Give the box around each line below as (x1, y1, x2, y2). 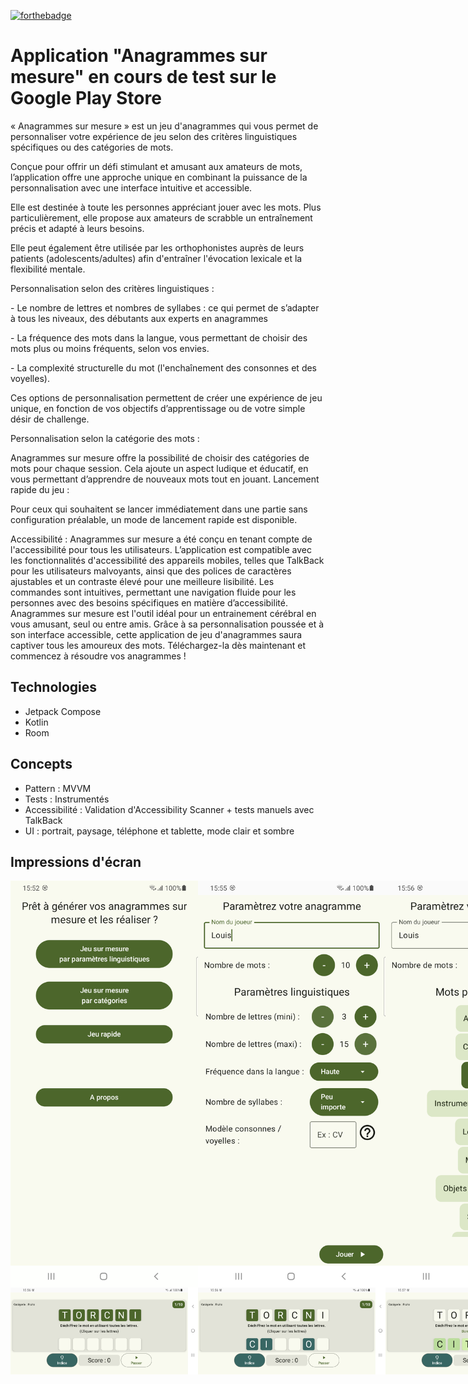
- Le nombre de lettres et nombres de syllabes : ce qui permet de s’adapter (10, 301, 320, 314)
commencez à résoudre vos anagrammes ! (10, 650, 187, 662)
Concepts (10, 756, 73, 773)
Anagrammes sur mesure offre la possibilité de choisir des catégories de (10, 451, 310, 464)
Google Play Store (10, 87, 162, 110)
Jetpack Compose (24, 705, 102, 717)
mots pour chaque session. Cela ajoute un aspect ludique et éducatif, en (10, 462, 309, 474)
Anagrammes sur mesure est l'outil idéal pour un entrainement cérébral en (10, 607, 317, 619)
